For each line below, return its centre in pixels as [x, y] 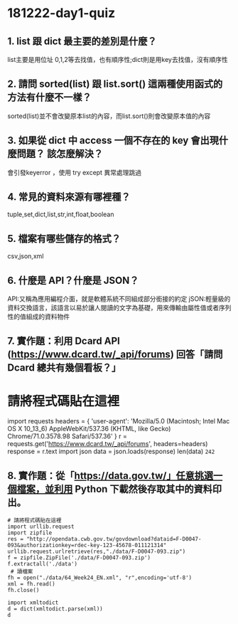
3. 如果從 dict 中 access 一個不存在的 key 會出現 [113, 141]
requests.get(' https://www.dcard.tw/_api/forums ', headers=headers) [108, 444]
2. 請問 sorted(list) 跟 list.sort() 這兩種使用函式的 [115, 84]
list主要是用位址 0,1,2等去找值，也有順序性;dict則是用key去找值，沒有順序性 [118, 59]
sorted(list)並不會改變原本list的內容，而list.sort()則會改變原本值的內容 [109, 116]
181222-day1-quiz [61, 13]
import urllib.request [41, 527]
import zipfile [30, 533]
